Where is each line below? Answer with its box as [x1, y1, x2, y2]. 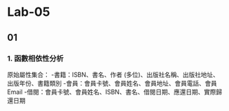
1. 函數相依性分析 [7, 53, 64, 63]
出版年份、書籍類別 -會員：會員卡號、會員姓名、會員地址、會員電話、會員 [7, 79, 217, 87]
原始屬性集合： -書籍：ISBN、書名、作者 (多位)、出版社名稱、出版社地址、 [7, 70, 219, 79]
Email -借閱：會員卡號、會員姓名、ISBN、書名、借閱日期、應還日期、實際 [7, 88, 217, 96]
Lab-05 [7, 4, 50, 20]
